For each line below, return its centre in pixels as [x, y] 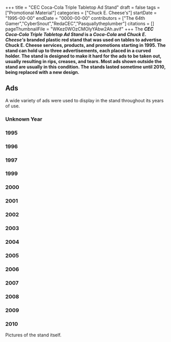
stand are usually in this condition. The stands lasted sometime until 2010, [85, 67]
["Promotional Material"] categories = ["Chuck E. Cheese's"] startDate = [81, 13]
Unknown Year [24, 119]
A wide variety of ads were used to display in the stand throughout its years [84, 100]
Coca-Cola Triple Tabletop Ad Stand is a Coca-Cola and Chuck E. [76, 34]
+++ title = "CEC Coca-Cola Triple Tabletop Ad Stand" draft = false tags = [83, 7]
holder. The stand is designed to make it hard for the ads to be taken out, [83, 56]
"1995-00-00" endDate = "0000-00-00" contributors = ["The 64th [75, 18]
